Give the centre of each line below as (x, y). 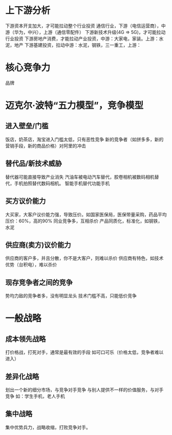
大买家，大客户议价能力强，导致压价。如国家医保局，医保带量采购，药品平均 (86, 214)
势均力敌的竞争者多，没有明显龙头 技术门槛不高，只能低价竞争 (71, 296)
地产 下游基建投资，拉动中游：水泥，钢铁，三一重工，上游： (78, 45)
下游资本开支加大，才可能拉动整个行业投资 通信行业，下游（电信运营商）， (83, 26)
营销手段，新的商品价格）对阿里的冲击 (46, 146)
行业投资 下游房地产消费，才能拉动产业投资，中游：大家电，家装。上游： (82, 39)
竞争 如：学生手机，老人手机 (35, 396)
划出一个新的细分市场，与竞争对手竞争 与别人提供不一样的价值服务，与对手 (84, 390)
